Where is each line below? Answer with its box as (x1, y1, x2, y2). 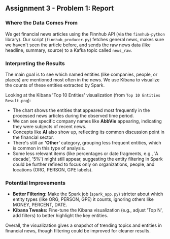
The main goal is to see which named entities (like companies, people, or (5, 71, 158, 77)
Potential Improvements (5, 179, 66, 186)
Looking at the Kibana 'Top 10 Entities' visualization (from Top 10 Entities (5, 92, 161, 98)
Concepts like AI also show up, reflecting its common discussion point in (12, 129, 165, 135)
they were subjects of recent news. (12, 123, 87, 129)
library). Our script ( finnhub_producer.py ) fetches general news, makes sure (5, 36, 164, 42)
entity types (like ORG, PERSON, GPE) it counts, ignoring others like (12, 196, 154, 202)
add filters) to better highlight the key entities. (12, 213, 108, 219)
